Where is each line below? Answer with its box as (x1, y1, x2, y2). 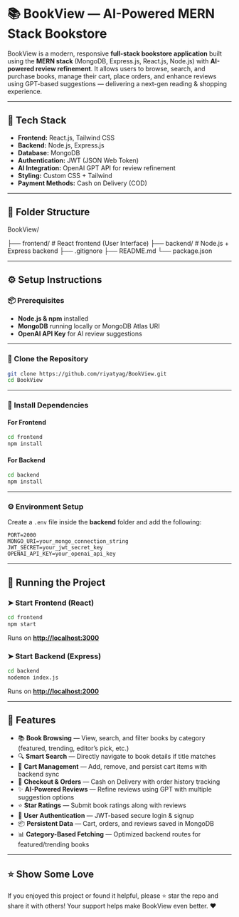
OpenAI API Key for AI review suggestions (17, 329, 142, 338)
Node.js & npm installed (17, 314, 89, 323)
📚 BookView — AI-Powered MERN (7, 6, 216, 22)
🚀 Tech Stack (7, 115, 67, 127)
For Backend (7, 455, 46, 464)
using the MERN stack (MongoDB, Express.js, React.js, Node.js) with (7, 56, 209, 65)
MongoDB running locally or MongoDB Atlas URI (17, 322, 160, 331)
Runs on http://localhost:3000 (7, 633, 100, 642)
